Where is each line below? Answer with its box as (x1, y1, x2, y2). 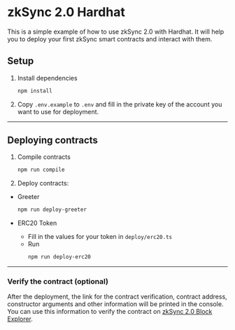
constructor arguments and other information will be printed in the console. (7, 300, 224, 308)
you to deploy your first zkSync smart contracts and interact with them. (7, 34, 213, 43)
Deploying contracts (7, 135, 98, 146)
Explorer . (7, 315, 34, 323)
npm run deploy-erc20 (27, 254, 91, 261)
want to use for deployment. (17, 107, 99, 116)
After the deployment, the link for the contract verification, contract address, (7, 292, 227, 301)
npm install (17, 87, 52, 95)
